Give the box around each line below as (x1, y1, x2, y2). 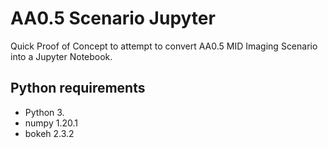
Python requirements (10, 80, 146, 97)
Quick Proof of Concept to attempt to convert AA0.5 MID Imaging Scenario (10, 40, 318, 52)
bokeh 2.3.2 (24, 127, 75, 139)
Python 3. (24, 106, 65, 118)
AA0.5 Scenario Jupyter (10, 7, 216, 30)
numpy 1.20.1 (24, 117, 78, 129)
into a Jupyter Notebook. (10, 50, 113, 62)
